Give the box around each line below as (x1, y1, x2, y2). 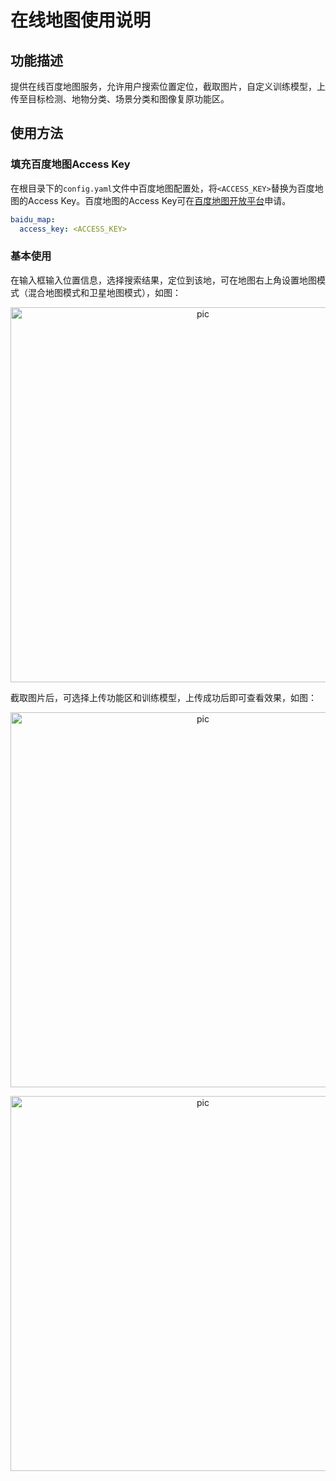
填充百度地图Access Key (10, 157, 131, 171)
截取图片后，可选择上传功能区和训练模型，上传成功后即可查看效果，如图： (10, 691, 317, 703)
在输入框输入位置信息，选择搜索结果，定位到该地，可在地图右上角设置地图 (10, 274, 317, 286)
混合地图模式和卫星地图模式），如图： (27, 286, 182, 298)
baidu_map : (10, 214, 56, 225)
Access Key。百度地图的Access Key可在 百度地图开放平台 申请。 (27, 194, 292, 206)
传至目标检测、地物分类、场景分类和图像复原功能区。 (10, 93, 230, 105)
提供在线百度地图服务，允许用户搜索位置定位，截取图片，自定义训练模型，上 (10, 81, 326, 92)
